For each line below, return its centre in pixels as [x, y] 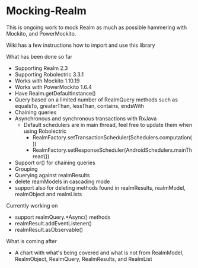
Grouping [26, 169]
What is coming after [32, 241]
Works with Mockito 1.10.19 [47, 81]
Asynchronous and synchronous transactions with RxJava [86, 118]
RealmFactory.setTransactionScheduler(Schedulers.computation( [112, 137]
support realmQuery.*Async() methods [63, 217]
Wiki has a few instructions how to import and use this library [81, 45]
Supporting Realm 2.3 [41, 68]
